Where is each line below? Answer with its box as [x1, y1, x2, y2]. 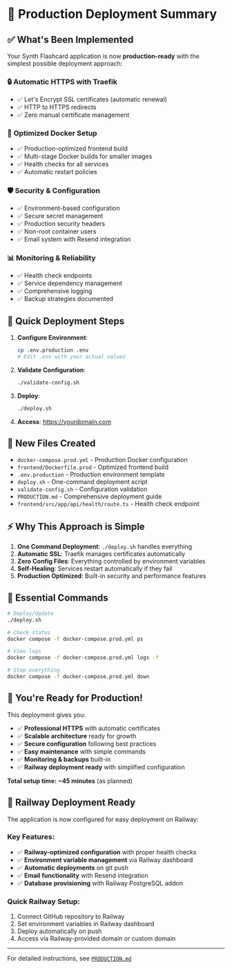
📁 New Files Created [7, 437, 96, 449]
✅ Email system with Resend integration [17, 235, 131, 243]
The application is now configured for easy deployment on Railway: [7, 815, 199, 823]
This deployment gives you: [7, 711, 86, 719]
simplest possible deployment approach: [7, 59, 123, 68]
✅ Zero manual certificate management [17, 111, 130, 119]
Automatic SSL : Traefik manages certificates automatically [17, 550, 186, 558]
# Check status [7, 629, 51, 636]
